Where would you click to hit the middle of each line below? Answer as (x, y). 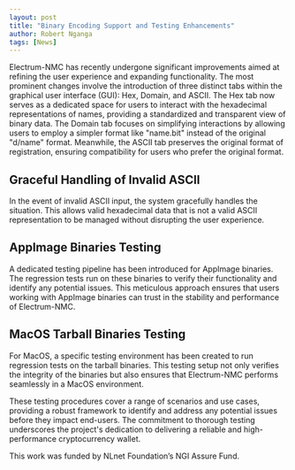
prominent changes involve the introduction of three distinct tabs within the (146, 86)
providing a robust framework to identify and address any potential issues (144, 410)
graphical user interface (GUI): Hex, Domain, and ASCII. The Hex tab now (142, 96)
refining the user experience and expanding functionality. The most (132, 77)
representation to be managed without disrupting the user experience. (137, 220)
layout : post (33, 17)
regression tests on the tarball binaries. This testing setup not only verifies (144, 365)
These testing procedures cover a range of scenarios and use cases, (135, 401)
